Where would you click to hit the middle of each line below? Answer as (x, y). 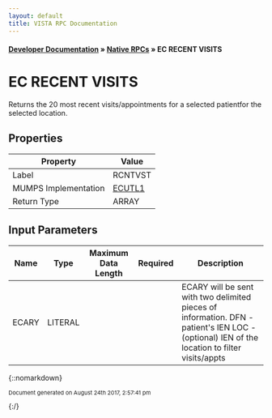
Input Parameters (53, 230)
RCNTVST (132, 175)
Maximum (108, 253)
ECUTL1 (129, 188)
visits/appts (204, 357)
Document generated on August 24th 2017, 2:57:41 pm (80, 392)
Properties (36, 139)
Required (156, 262)
